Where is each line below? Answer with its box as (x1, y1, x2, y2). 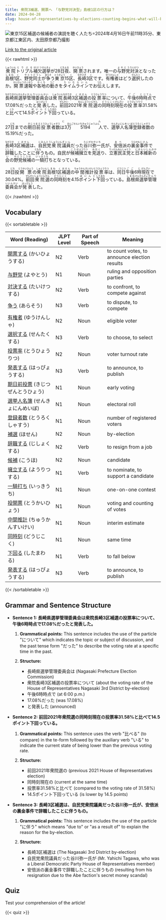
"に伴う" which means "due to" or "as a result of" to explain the (19, 824, 149, 829)
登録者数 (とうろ (7, 414, 46, 421)
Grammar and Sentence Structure (5, 601, 111, 609)
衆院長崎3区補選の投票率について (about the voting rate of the (27, 680, 153, 686)
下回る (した (7, 550, 36, 556)
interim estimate (107, 520, 145, 527)
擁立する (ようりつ (7, 466, 51, 473)
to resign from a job (107, 444, 153, 451)
